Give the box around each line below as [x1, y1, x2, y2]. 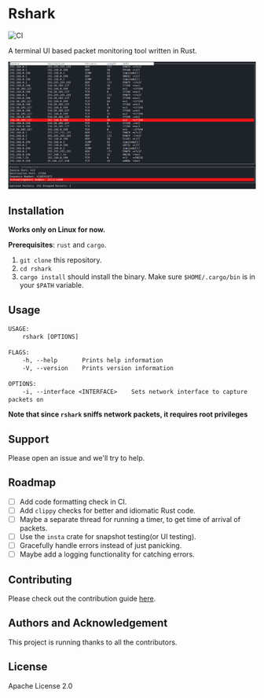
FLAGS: [8, 349, 30, 357]
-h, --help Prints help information [22, 357, 163, 365]
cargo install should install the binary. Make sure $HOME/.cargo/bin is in [19, 272, 255, 281]
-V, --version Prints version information [22, 365, 174, 373]
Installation [8, 204, 64, 217]
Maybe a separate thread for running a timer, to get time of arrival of [19, 514, 241, 523]
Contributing [8, 573, 72, 586]
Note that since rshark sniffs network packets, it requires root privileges [8, 410, 248, 419]
